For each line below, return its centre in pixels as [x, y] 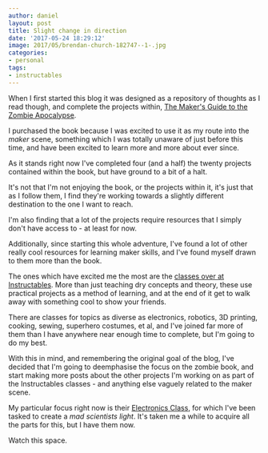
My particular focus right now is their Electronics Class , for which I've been [132, 407]
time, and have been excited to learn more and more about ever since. [124, 147]
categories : [28, 53]
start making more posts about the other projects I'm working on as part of [131, 375]
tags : [17, 68]
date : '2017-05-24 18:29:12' [57, 38]
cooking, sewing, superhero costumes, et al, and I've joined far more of [126, 326]
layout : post [30, 23]
